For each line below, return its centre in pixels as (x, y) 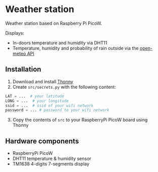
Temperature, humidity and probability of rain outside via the (75, 48)
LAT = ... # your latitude (35, 96)
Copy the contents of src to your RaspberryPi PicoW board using (80, 120)
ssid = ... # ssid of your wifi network (49, 105)
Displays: (15, 33)
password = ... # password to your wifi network (57, 110)
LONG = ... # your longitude (37, 101)
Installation (23, 69)
